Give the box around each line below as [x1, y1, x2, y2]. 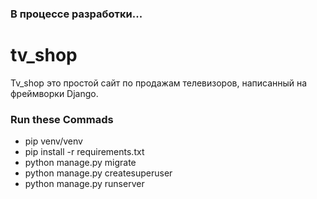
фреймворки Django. [10, 87, 99, 99]
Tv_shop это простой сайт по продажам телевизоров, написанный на [10, 77, 308, 89]
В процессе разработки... [10, 7, 143, 21]
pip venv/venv [24, 135, 83, 147]
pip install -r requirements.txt [24, 146, 145, 158]
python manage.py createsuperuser [24, 167, 173, 179]
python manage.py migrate [24, 157, 137, 169]
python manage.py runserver [24, 178, 145, 190]
